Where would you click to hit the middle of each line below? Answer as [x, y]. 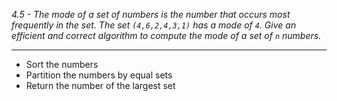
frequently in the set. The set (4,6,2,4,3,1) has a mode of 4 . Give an [154, 25]
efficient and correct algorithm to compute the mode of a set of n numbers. [166, 35]
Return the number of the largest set [100, 85]
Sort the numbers [62, 64]
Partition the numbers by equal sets [99, 75]
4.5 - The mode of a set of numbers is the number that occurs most [151, 14]
